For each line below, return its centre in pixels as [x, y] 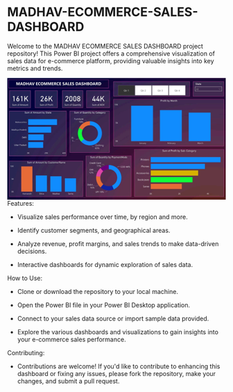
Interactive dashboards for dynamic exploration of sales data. [105, 264]
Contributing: [26, 352]
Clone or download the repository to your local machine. [98, 291]
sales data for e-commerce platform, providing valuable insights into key [111, 60]
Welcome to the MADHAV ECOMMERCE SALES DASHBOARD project [105, 46]
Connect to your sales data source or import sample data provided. [113, 318]
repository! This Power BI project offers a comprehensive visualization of [111, 54]
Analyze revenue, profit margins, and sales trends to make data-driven [118, 243]
